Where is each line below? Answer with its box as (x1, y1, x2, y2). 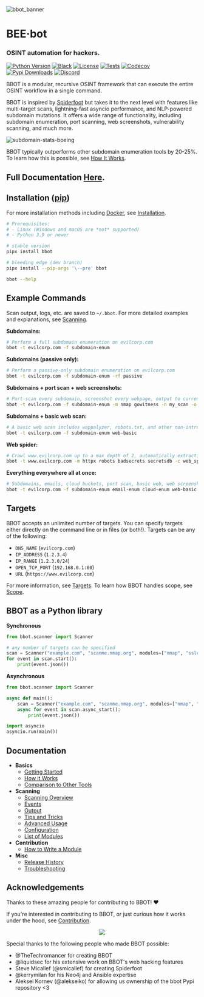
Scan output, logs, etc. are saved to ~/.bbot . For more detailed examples (6, 309, 188, 316)
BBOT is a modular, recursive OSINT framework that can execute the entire (6, 81, 194, 88)
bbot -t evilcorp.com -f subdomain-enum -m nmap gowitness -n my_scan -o (6, 401, 197, 407)
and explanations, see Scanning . (6, 316, 88, 323)
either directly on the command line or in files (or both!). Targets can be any (6, 526, 195, 533)
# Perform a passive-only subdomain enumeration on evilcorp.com (6, 367, 175, 373)
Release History (24, 858, 64, 865)
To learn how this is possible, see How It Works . (6, 155, 126, 162)
